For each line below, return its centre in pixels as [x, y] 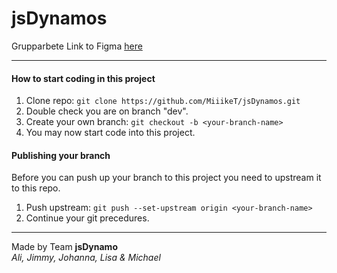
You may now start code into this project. [110, 133]
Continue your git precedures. [87, 218]
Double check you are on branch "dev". [107, 111]
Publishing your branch [61, 155]
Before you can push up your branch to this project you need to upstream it [166, 178]
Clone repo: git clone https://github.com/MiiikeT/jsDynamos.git [163, 101]
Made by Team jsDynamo [64, 247]
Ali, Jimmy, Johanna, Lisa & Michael [86, 258]
